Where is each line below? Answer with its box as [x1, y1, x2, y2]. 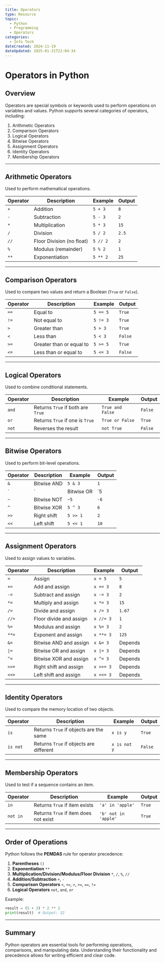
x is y [111, 730, 127, 736]
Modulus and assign [33, 623, 81, 630]
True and [101, 405, 122, 410]
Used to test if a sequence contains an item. [5, 782, 94, 788]
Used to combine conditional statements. [5, 384, 88, 390]
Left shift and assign [33, 671, 81, 678]
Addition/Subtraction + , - [12, 876, 65, 882]
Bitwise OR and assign [33, 647, 85, 654]
